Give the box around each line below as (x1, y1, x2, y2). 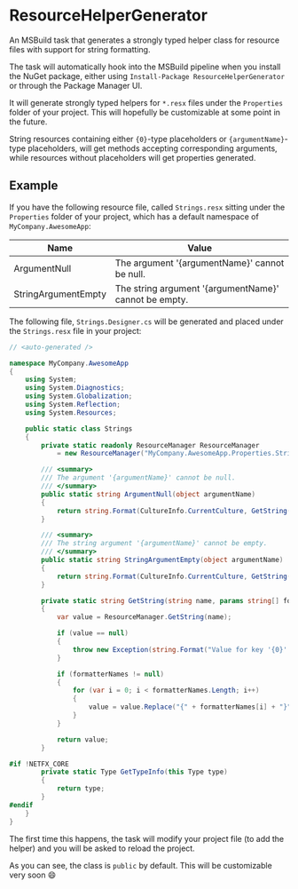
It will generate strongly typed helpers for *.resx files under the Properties (9, 97, 284, 107)
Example (9, 179, 59, 194)
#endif (9, 800, 34, 809)
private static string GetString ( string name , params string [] (41, 596, 279, 605)
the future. (9, 116, 48, 127)
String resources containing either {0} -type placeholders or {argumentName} (9, 133, 286, 144)
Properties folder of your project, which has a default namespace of (9, 210, 259, 222)
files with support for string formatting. (9, 44, 151, 54)
